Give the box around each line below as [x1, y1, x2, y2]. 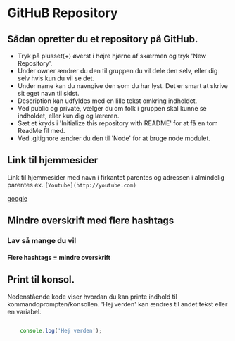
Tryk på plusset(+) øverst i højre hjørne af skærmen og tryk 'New [17, 51, 206, 60]
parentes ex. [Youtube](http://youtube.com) [7, 180, 137, 189]
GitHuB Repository [7, 5, 118, 21]
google [7, 194, 28, 202]
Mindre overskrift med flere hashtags [7, 215, 174, 227]
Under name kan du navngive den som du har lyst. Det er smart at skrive [17, 82, 229, 89]
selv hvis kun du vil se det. [17, 74, 95, 82]
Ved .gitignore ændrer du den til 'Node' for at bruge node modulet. [17, 134, 211, 142]
